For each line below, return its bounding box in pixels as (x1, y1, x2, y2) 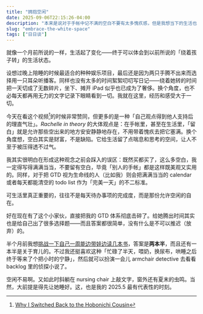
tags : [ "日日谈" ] (6, 32, 47, 38)
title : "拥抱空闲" (6, 8, 50, 15)
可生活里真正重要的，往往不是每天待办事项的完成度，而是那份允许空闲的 (6, 192, 186, 199)
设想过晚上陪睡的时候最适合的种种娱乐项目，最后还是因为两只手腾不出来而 (6, 69, 192, 76)
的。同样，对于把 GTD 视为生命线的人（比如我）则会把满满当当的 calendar (6, 171, 192, 178)
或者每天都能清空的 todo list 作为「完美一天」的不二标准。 (6, 178, 151, 185)
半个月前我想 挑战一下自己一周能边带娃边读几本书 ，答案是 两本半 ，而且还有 (6, 240, 192, 247)
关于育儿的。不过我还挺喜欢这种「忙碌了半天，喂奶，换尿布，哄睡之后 (22, 247, 197, 255)
